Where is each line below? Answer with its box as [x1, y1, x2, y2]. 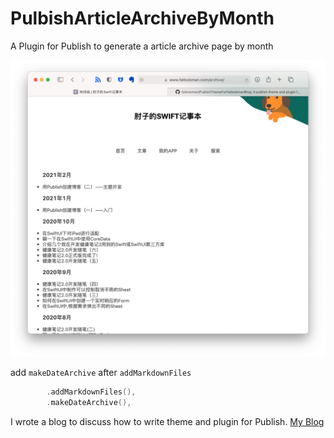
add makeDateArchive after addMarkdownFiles [10, 367, 192, 379]
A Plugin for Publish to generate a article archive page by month [10, 40, 274, 52]
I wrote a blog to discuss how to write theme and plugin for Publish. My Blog [10, 416, 325, 428]
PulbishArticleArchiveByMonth [10, 7, 275, 30]
